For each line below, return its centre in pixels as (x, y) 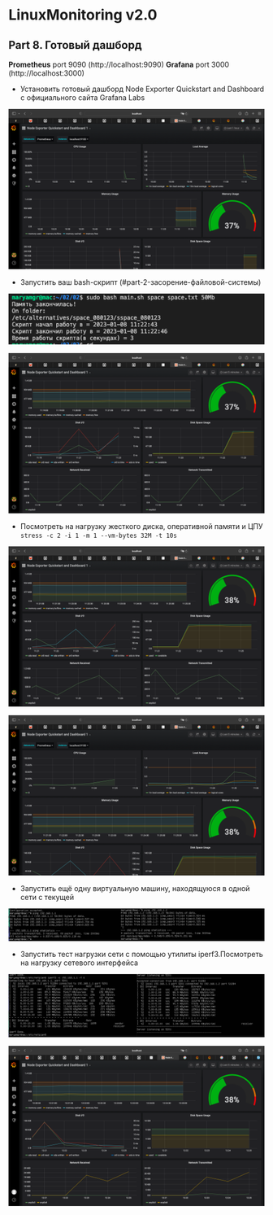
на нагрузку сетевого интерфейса (79, 963)
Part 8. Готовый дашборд (75, 45)
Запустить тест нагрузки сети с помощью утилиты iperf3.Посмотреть (142, 954)
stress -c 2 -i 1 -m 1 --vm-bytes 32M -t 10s (98, 535)
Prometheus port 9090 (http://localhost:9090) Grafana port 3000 (119, 64)
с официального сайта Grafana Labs (82, 98)
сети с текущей (47, 897)
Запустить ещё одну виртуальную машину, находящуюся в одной (135, 888)
